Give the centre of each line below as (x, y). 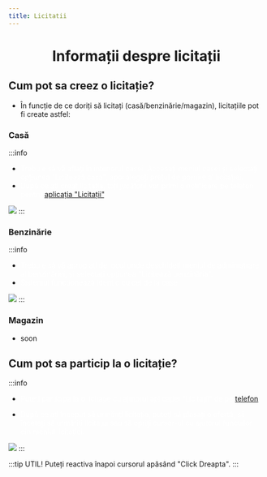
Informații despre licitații (136, 56)
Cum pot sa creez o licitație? (82, 86)
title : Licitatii (38, 16)
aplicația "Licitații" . (75, 194)
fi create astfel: (45, 114)
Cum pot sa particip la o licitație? (93, 363)
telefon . (248, 399)
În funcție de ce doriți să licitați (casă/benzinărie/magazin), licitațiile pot (140, 105)
